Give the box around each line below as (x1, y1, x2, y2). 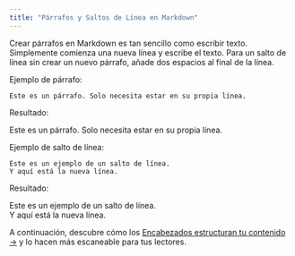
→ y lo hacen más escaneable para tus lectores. (9, 236, 187, 247)
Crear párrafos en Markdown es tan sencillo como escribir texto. (9, 38, 248, 48)
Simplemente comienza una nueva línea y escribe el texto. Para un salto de (9, 47, 287, 58)
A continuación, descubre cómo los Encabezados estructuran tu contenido (9, 226, 286, 237)
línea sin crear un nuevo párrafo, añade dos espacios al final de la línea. (9, 56, 275, 67)
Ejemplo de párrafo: (9, 73, 82, 85)
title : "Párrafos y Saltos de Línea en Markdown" (9, 13, 199, 22)
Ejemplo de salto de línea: (9, 141, 105, 152)
